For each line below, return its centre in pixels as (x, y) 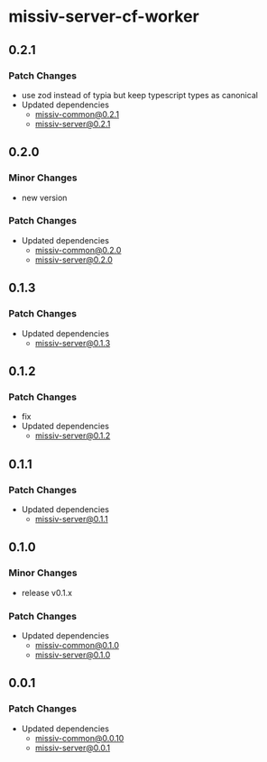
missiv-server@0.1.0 (73, 655)
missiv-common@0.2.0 (78, 250)
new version (44, 197)
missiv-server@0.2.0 (74, 260)
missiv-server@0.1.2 (73, 436)
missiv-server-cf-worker (104, 17)
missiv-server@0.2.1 (73, 124)
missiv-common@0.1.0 (77, 645)
